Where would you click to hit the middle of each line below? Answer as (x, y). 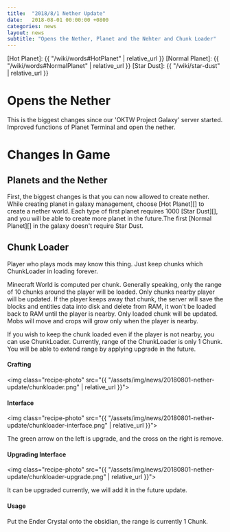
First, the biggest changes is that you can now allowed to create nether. (108, 197)
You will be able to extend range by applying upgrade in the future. (102, 349)
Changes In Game (59, 155)
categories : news (32, 26)
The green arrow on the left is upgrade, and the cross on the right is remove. (115, 439)
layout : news (26, 33)
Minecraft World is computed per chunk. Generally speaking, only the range (114, 284)
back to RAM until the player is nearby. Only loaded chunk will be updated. (113, 314)
